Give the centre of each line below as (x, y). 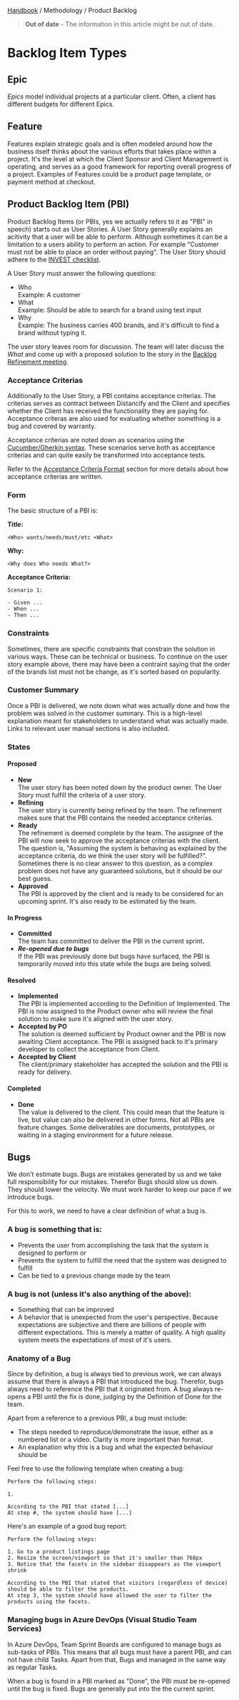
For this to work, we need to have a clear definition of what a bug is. (107, 1211)
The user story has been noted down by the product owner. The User (119, 787)
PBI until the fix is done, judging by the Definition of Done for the (127, 1397)
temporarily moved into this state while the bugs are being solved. (115, 964)
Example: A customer (49, 294)
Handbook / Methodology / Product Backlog (72, 10)
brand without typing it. (52, 332)
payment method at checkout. (52, 182)
